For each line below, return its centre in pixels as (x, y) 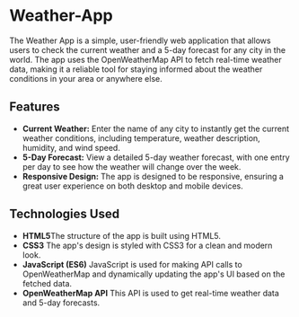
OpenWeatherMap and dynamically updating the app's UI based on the (154, 274)
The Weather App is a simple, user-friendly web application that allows (140, 40)
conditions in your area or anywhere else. (86, 78)
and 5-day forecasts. (61, 303)
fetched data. (47, 283)
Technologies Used (64, 214)
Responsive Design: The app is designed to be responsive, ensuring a (153, 176)
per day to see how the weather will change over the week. (132, 166)
